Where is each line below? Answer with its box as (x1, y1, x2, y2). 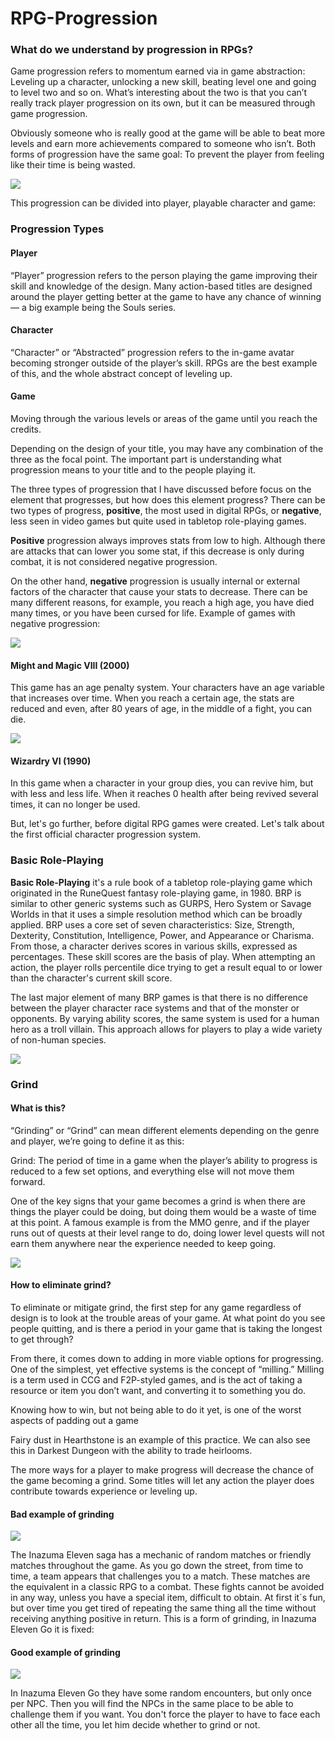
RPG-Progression (10, 7, 158, 30)
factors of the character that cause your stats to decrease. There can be (10, 586, 308, 598)
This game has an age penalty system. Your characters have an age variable (10, 682, 326, 694)
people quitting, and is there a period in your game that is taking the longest (10, 1323, 323, 1335)
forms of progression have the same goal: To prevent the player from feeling (10, 148, 325, 161)
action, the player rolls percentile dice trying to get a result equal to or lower (10, 961, 323, 973)
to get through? (10, 1333, 74, 1346)
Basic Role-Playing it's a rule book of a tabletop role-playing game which (10, 876, 313, 888)
